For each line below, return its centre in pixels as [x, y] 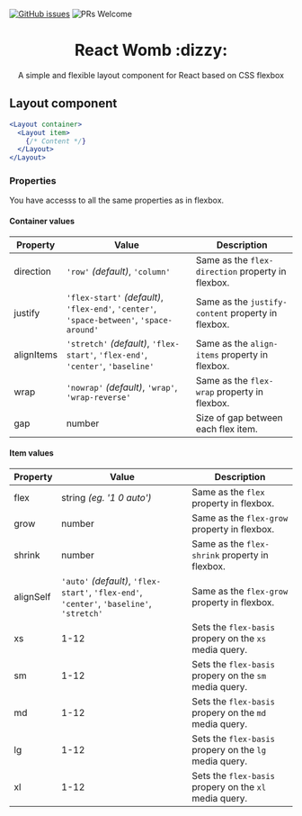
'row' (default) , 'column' [118, 271]
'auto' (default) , [96, 581]
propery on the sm [229, 675]
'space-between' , [102, 320]
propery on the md [229, 712]
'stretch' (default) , [108, 343]
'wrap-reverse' [98, 397]
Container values [42, 222]
